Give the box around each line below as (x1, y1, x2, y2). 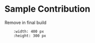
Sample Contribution (4, 3, 91, 15)
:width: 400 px (13, 29, 44, 34)
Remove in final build (4, 20, 47, 25)
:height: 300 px (13, 33, 47, 38)
